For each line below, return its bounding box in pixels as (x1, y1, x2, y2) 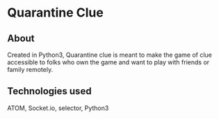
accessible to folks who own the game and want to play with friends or (7, 58, 210, 66)
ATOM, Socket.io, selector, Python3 (7, 104, 109, 112)
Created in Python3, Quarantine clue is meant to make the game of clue (7, 51, 212, 59)
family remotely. (7, 66, 54, 73)
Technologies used (7, 85, 92, 98)
